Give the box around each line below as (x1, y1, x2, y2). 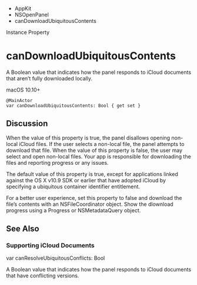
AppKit (14, 5, 32, 12)
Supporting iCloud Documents (6, 242, 95, 250)
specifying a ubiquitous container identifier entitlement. (6, 183, 140, 190)
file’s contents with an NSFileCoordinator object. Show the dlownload (6, 201, 173, 208)
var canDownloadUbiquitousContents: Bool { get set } (6, 103, 141, 108)
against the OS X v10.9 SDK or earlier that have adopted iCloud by (6, 177, 166, 184)
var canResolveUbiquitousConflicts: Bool (6, 255, 105, 262)
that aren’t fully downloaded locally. (6, 74, 93, 82)
